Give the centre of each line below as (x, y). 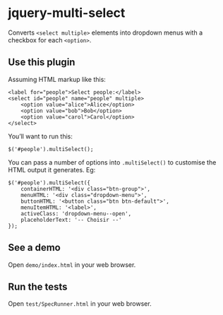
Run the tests (38, 286)
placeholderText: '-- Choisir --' (71, 220)
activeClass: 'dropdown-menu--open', (76, 213)
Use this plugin (42, 63)
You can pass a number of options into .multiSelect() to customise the (112, 162)
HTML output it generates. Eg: (52, 170)
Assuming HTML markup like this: (57, 79)
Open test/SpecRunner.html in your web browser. (80, 304)
